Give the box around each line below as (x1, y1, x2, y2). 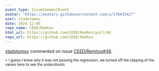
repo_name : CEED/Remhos (5, 26, 54, 31)
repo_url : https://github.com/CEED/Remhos (5, 35, 94, 40)
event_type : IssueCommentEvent (5, 7, 69, 12)
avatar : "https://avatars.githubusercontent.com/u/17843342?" (5, 12, 135, 17)
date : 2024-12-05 (5, 21, 41, 26)
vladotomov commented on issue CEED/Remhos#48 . (5, 48, 113, 54)
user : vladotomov (5, 16, 41, 21)
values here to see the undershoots (5, 62, 65, 67)
